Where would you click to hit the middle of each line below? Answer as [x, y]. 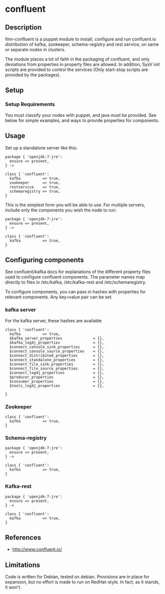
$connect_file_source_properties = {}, [57, 368]
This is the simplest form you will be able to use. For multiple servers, [75, 205]
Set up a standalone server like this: [41, 148]
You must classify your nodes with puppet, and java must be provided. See [81, 115]
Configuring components [45, 260]
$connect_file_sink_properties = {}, [57, 364]
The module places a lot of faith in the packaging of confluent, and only [77, 59]
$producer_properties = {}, [57, 377]
